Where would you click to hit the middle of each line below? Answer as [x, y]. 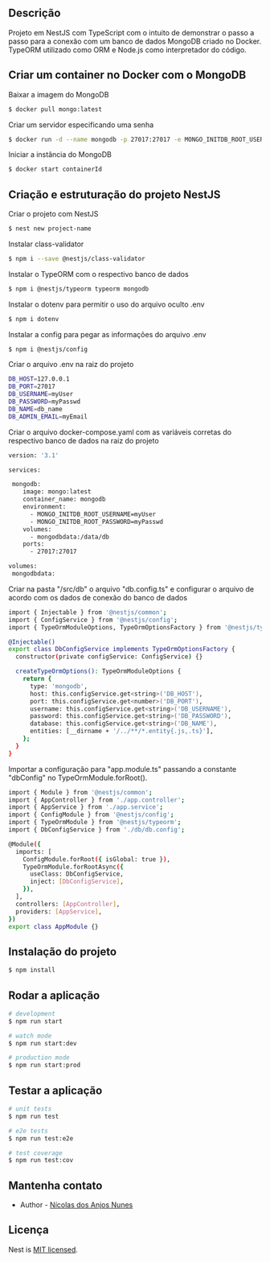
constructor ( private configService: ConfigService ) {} [109, 657]
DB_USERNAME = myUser [41, 394]
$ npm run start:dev [43, 1043]
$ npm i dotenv [34, 319]
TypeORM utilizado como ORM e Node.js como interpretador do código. [127, 49]
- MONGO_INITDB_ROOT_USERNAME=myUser [93, 514]
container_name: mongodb [64, 499]
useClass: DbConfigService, [77, 874]
